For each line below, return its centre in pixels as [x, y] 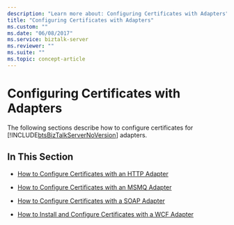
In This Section [40, 157]
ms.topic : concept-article [46, 59]
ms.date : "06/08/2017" [40, 33]
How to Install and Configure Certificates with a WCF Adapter [105, 214]
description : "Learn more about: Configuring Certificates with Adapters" [118, 14]
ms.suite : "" [26, 53]
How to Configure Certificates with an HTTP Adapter [93, 173]
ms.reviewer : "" [31, 46]
